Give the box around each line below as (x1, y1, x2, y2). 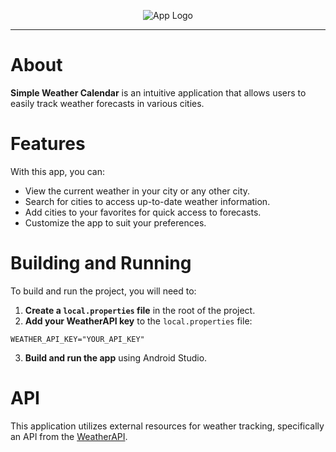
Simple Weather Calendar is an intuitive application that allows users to (10, 86, 307, 99)
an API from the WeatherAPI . (10, 430, 128, 442)
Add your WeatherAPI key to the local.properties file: (24, 315, 253, 327)
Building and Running (10, 252, 192, 275)
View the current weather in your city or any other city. (24, 185, 251, 197)
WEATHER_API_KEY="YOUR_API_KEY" (10, 334, 145, 344)
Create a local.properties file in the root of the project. (24, 304, 256, 316)
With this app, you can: (10, 165, 106, 177)
